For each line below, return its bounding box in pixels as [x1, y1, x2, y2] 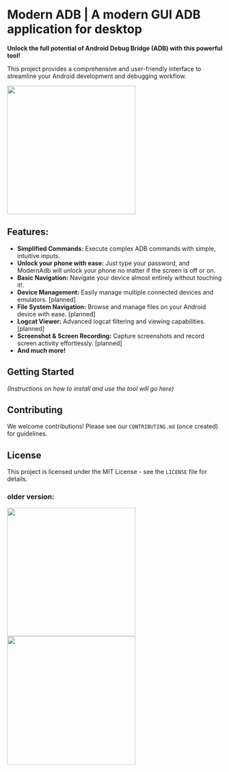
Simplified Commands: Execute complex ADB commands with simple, [16, 244, 216, 253]
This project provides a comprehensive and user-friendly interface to [7, 64, 202, 73]
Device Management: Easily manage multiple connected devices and [16, 288, 214, 296]
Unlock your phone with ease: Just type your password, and [16, 259, 190, 267]
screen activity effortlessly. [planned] [16, 339, 122, 347]
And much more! [16, 346, 66, 354]
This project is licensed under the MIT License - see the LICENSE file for [7, 468, 207, 476]
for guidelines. [7, 429, 48, 438]
